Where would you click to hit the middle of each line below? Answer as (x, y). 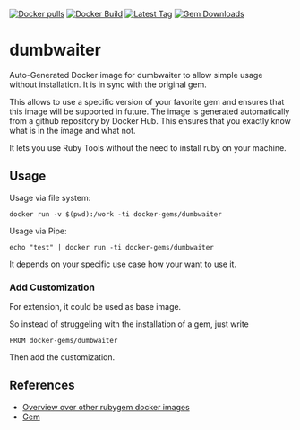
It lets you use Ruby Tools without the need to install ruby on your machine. (148, 147)
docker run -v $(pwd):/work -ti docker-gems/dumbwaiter (116, 214)
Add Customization (52, 287)
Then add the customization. (62, 357)
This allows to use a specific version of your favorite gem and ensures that (147, 101)
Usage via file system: (50, 197)
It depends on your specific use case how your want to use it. (123, 264)
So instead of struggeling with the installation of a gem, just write (129, 324)
